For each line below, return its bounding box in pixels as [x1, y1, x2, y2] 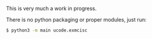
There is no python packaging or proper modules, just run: [6, 16, 147, 23]
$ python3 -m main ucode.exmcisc [6, 27, 88, 33]
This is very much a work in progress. [6, 5, 97, 12]
